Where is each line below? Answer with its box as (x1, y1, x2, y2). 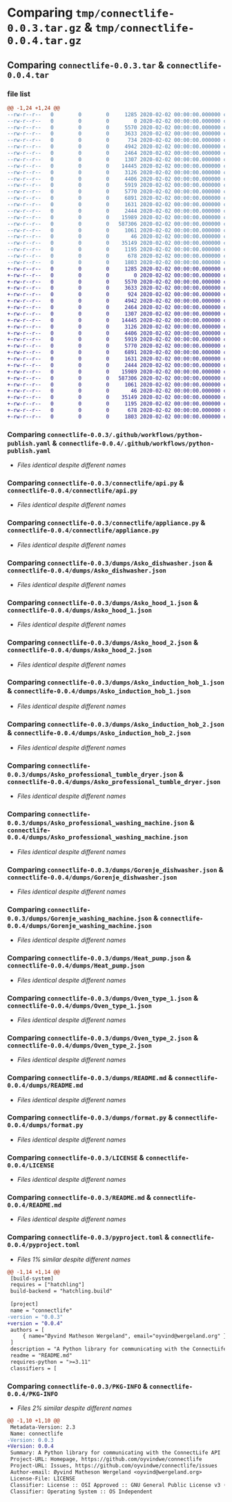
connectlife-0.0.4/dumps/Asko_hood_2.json (7, 647, 152, 654)
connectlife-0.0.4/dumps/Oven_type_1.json (7, 1001, 152, 1010)
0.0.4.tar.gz (7, 35, 81, 48)
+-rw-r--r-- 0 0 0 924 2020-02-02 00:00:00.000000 (7, 291, 221, 298)
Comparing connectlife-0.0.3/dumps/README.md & (7, 1073, 173, 1083)
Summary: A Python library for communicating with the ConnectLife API (10, 1449, 221, 1456)
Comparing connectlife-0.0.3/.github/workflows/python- (7, 429, 203, 439)
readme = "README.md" (10, 1352, 72, 1360)
